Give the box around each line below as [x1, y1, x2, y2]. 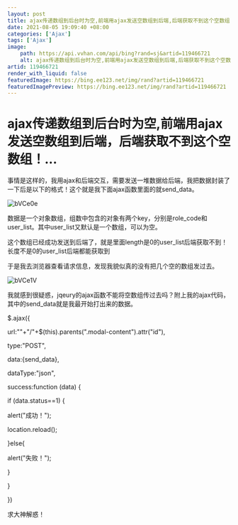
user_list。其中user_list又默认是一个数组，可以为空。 [7, 223, 161, 232]
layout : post [7, 10, 46, 18]
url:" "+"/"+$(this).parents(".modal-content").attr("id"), [7, 328, 166, 336]
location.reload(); [7, 426, 58, 434]
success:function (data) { [7, 383, 81, 391]
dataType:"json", [7, 369, 56, 377]
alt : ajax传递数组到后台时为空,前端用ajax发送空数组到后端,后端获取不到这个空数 [20, 57, 232, 64]
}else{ [7, 439, 25, 448]
